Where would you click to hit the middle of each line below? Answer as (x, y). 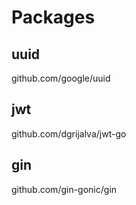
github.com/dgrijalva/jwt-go (69, 133)
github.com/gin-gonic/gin (64, 189)
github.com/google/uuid (61, 78)
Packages (53, 17)
